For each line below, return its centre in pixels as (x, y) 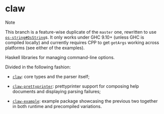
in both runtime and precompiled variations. (57, 106)
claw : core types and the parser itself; (51, 76)
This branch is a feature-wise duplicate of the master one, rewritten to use (81, 32)
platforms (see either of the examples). (45, 48)
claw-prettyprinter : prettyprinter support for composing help (76, 86)
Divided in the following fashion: (38, 67)
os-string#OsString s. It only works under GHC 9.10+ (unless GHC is (75, 37)
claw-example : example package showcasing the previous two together (85, 101)
